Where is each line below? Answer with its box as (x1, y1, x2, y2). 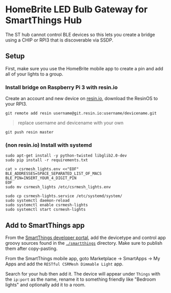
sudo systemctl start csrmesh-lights (5, 207, 86, 212)
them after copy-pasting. (5, 245, 58, 252)
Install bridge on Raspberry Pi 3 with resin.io (5, 84, 118, 91)
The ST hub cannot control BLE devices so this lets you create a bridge (5, 31, 155, 37)
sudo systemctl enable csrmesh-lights (5, 203, 88, 208)
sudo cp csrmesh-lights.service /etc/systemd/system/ (5, 193, 123, 199)
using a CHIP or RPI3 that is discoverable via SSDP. (5, 37, 114, 43)
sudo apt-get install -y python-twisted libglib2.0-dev (5, 153, 127, 159)
